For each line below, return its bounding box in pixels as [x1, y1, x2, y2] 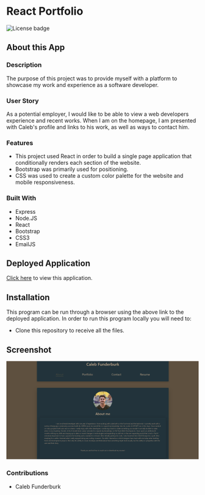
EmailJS [15, 240, 36, 247]
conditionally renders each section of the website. [15, 159, 142, 167]
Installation [6, 292, 50, 303]
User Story [6, 96, 39, 105]
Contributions [6, 469, 49, 477]
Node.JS [15, 214, 38, 222]
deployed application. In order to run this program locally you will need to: [6, 315, 192, 322]
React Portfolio [6, 4, 84, 18]
